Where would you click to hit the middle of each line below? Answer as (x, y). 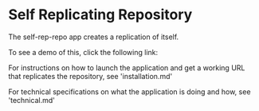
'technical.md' (32, 100)
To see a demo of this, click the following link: (83, 52)
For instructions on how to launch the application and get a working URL (127, 67)
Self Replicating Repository (100, 15)
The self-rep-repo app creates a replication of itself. (94, 37)
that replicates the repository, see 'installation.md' (90, 76)
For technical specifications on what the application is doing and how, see (129, 91)
